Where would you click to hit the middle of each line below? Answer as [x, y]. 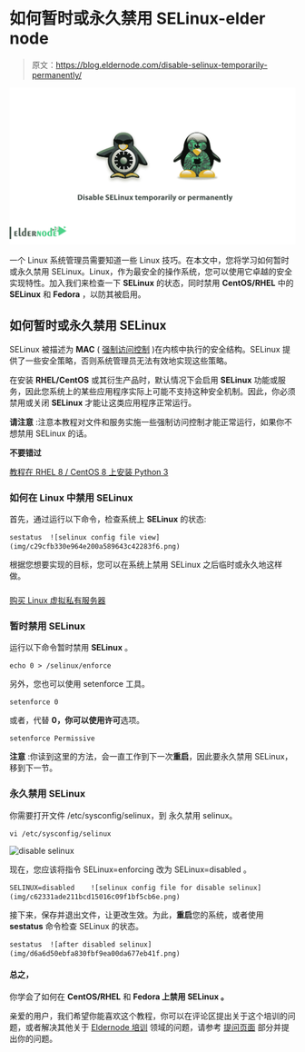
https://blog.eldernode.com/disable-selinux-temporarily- [162, 65]
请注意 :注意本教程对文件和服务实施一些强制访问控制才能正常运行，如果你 [147, 422]
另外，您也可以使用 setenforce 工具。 [79, 684]
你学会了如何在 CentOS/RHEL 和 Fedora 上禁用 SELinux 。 [119, 997]
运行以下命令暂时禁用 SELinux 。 [71, 648]
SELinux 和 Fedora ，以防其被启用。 [78, 294]
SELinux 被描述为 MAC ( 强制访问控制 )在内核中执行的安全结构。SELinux [145, 349]
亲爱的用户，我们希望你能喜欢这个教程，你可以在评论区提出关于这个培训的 [148, 1016]
